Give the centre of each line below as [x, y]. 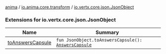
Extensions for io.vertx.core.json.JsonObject [61, 20]
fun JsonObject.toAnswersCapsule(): [99, 40]
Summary [107, 32]
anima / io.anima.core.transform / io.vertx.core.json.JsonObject [70, 7]
